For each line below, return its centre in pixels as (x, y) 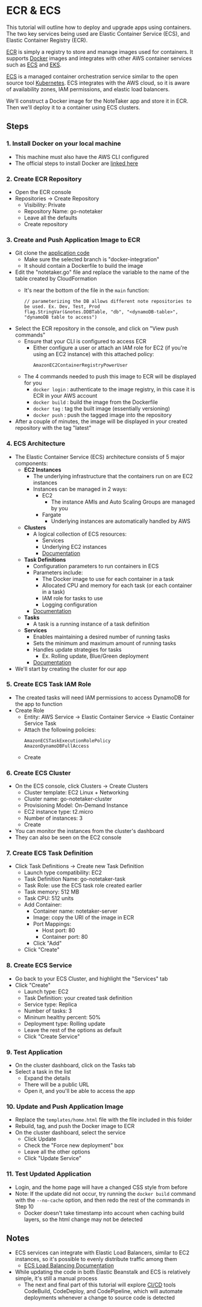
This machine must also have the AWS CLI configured (82, 157)
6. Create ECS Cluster (39, 773)
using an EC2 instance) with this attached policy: (93, 354)
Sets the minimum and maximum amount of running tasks (105, 643)
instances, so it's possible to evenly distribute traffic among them (96, 1259)
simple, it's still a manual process (56, 1279)
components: (31, 463)
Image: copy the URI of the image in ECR (84, 918)
